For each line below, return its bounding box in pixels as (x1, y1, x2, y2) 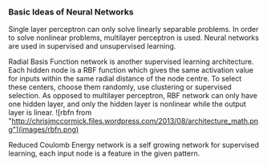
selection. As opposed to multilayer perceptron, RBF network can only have (8, 91, 258, 101)
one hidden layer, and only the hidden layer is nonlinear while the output (8, 99, 247, 109)
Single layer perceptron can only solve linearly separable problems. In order (8, 25, 259, 34)
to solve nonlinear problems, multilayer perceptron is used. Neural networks (8, 33, 259, 42)
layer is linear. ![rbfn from (8, 108, 92, 117)
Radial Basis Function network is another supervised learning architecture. (8, 57, 254, 66)
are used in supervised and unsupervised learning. (8, 41, 176, 51)
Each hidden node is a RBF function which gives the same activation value (8, 65, 254, 75)
